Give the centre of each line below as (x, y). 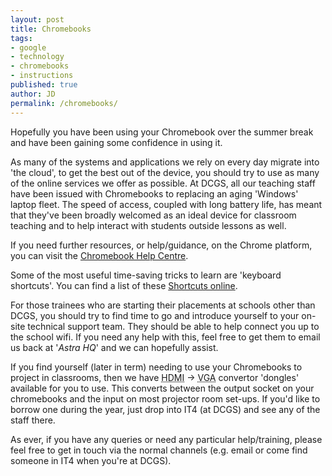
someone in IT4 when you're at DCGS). (91, 460)
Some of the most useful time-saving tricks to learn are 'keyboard (146, 275)
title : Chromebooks (51, 29)
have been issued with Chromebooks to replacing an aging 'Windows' (154, 193)
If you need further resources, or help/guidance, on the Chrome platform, (161, 245)
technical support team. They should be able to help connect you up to (173, 326)
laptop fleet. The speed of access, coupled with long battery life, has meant (166, 204)
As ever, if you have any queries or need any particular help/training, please (166, 439)
